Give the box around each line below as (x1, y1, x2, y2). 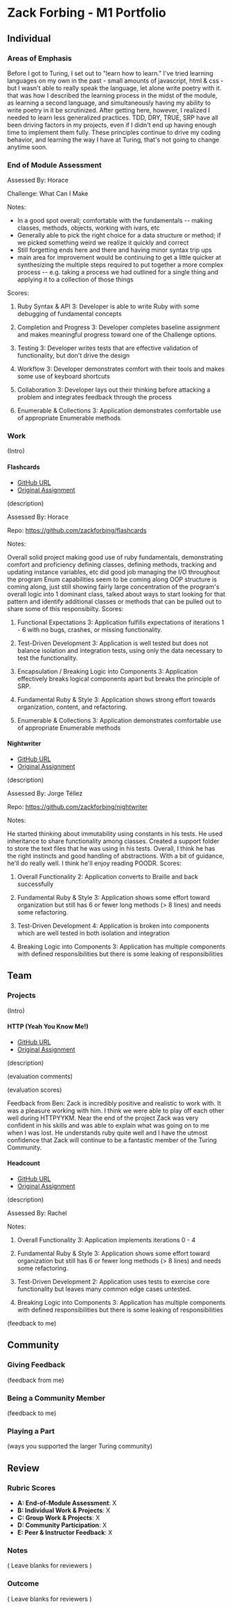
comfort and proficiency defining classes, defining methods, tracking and (7, 560, 217, 569)
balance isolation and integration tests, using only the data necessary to (17, 646, 223, 654)
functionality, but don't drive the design (17, 351, 130, 360)
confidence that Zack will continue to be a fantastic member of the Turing (7, 1135, 217, 1144)
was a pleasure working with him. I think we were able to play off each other (7, 1106, 224, 1115)
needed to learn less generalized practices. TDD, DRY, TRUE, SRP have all (7, 113, 218, 122)
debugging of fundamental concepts (17, 310, 123, 318)
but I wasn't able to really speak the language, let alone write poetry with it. (7, 83, 222, 92)
